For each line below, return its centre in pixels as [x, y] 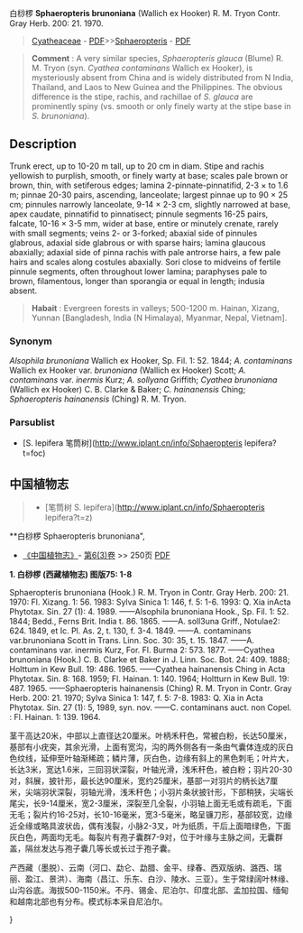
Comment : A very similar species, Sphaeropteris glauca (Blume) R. [157, 58]
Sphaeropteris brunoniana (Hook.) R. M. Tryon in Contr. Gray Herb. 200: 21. [149, 593]
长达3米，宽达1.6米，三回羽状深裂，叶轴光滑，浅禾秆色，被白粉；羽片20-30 [151, 770]
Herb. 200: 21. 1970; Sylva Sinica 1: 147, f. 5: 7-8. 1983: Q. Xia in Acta [136, 698]
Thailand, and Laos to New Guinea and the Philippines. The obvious [157, 87]
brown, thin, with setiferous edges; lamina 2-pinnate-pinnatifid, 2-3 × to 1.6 [149, 185]
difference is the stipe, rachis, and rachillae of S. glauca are [142, 97]
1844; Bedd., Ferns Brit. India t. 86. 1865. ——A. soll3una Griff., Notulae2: [145, 622]
